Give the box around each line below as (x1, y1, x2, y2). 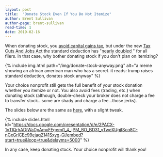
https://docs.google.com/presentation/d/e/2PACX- (13, 122, 115, 127)
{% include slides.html (5, 117, 50, 122)
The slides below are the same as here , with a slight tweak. (5, 107, 123, 113)
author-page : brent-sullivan (5, 20, 64, 26)
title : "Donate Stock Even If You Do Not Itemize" (5, 12, 112, 16)
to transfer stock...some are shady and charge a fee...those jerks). (5, 98, 137, 103)
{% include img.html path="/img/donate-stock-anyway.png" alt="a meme (5, 63, 152, 68)
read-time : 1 (5, 25, 32, 30)
